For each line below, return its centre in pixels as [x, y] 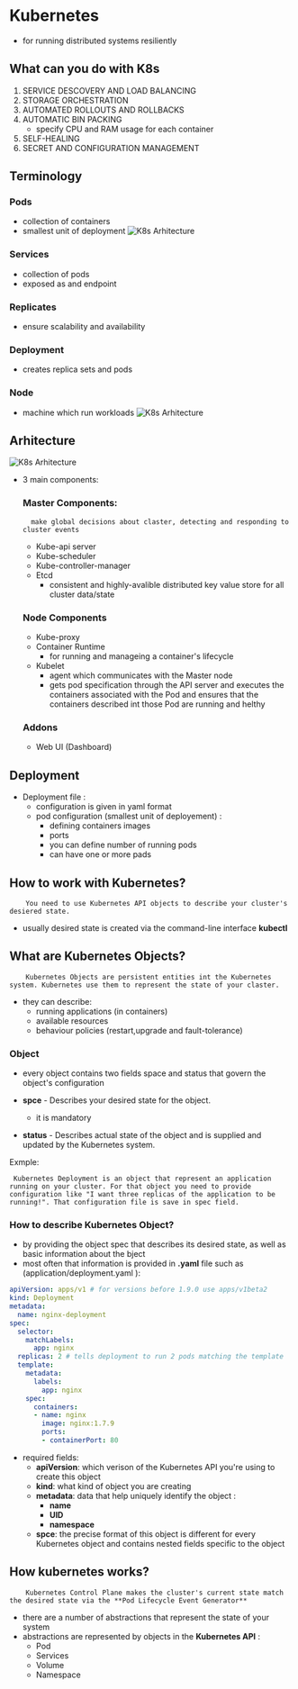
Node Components [64, 618]
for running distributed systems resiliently [99, 41]
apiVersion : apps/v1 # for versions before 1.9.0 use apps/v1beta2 [139, 1290]
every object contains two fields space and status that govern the [144, 1073]
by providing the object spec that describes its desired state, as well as [154, 1244]
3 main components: [60, 480]
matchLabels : [50, 1340]
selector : [36, 1332]
